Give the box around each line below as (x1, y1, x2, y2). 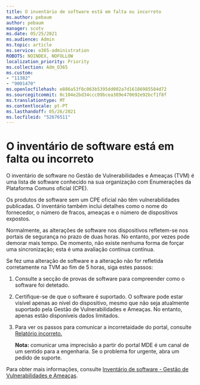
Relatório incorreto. (14, 330, 63, 337)
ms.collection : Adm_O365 (6, 64, 68, 70)
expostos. (6, 215, 31, 222)
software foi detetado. (14, 281, 70, 289)
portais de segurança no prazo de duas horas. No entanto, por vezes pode (6, 233, 190, 240)
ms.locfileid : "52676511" (6, 114, 70, 120)
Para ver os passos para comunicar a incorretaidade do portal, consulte (14, 324, 192, 331)
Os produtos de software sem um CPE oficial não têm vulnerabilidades (6, 196, 180, 203)
